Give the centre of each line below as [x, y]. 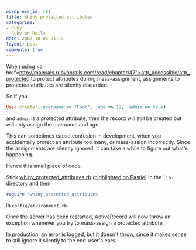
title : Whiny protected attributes [49, 17]
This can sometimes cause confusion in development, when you [84, 136]
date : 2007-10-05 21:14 [35, 39]
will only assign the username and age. [53, 124]
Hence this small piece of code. [44, 166]
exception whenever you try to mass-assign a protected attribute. [85, 222]
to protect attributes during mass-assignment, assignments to [105, 78]
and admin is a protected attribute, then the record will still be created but [94, 118]
